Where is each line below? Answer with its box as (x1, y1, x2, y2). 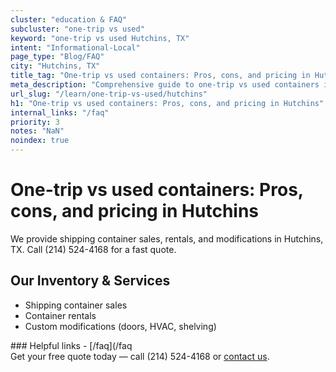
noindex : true (10, 136, 70, 146)
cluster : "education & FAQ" (10, 14, 128, 25)
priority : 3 (10, 117, 60, 127)
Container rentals (24, 309, 97, 321)
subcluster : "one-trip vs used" (10, 24, 145, 34)
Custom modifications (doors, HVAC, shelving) (24, 320, 217, 332)
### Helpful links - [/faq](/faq (10, 339, 133, 351)
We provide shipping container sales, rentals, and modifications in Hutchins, (10, 232, 324, 245)
